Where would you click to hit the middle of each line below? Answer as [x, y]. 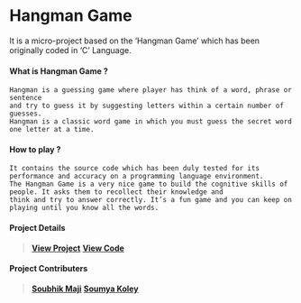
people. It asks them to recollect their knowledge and [116, 192]
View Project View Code [78, 248]
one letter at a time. [52, 130]
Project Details [37, 227]
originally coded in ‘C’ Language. [71, 50]
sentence [26, 98]
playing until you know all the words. [84, 208]
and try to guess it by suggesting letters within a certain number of [146, 106]
